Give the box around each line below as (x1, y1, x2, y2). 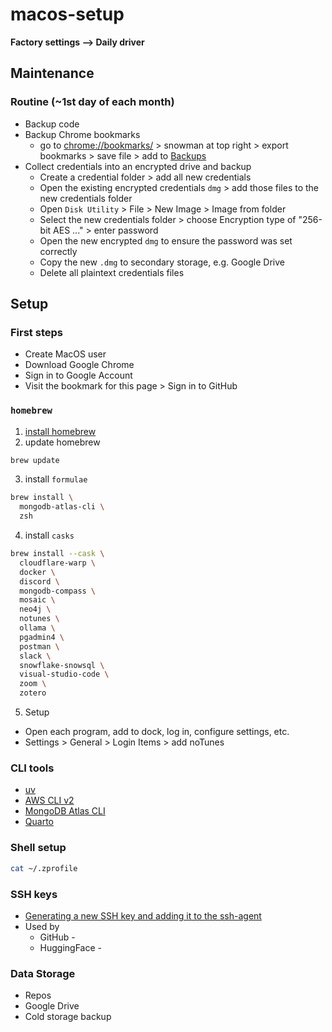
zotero (19, 688, 47, 698)
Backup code (24, 118, 80, 130)
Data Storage (10, 966, 76, 980)
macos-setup (10, 3, 125, 26)
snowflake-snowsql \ (19, 660, 105, 670)
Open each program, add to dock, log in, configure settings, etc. (24, 726, 290, 738)
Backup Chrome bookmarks (24, 128, 141, 140)
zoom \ (19, 679, 47, 689)
